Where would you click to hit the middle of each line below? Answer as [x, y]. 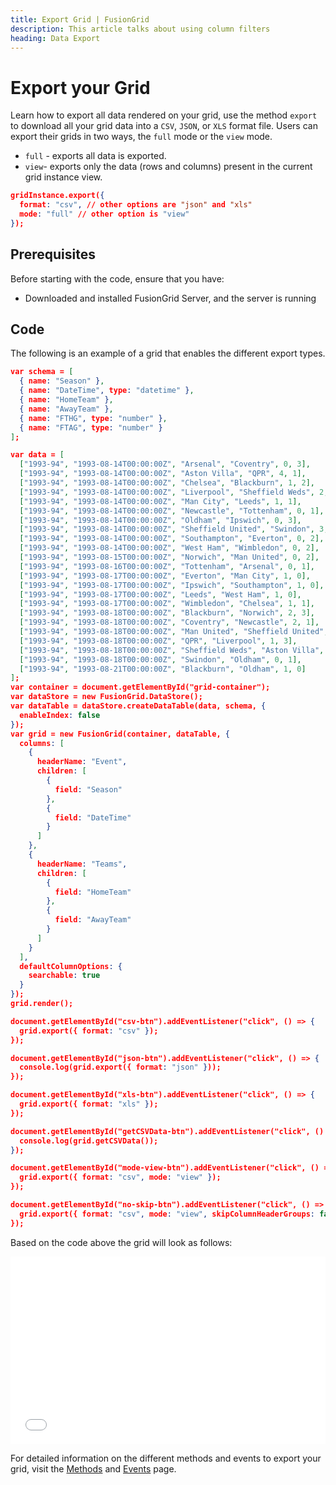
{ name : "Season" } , [62, 381]
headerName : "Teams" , [82, 864]
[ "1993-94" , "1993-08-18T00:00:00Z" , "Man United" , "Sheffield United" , [174, 632]
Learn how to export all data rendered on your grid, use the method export [164, 115]
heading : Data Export [55, 38]
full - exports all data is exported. [95, 156]
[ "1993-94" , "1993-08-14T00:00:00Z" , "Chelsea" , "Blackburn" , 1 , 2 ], [167, 483]
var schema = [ [42, 372]
